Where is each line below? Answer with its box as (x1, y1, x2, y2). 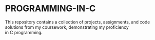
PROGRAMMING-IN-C (5, 3, 96, 14)
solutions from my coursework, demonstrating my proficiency (5, 24, 129, 30)
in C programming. (5, 29, 43, 35)
